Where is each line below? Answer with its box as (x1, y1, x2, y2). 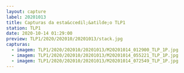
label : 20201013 (6, 14, 46, 20)
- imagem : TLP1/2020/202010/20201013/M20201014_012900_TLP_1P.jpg (11, 47, 179, 53)
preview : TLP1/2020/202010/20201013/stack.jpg (6, 36, 123, 42)
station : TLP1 (6, 25, 41, 31)
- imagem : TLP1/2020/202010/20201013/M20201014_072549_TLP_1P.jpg (11, 58, 179, 64)
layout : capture (6, 8, 46, 15)
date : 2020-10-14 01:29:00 (6, 31, 73, 36)
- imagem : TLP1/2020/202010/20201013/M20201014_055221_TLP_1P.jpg (11, 52, 179, 58)
